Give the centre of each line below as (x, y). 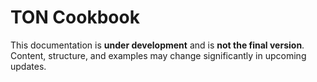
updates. (28, 66)
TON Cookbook (75, 17)
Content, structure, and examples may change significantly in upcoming (158, 55)
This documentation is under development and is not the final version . (157, 45)
